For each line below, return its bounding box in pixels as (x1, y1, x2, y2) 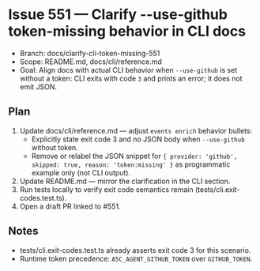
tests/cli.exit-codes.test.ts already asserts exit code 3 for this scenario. (19, 245, 251, 254)
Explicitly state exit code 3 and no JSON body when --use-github (31, 134, 245, 144)
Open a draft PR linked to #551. (19, 201, 121, 211)
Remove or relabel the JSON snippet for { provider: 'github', (31, 151, 238, 160)
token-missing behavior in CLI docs (8, 22, 247, 40)
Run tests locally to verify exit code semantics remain (19, 184, 194, 194)
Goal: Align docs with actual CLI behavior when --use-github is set (19, 65, 238, 74)
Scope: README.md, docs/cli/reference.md (19, 57, 162, 66)
